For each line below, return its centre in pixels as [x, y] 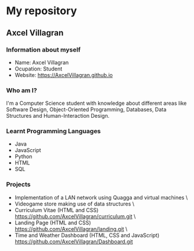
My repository [42, 11]
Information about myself [43, 50]
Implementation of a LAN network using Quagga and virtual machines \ [101, 197]
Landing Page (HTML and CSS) [53, 223]
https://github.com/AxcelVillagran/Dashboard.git [74, 242]
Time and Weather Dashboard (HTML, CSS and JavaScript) [87, 235]
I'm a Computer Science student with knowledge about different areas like [97, 103]
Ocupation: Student [38, 69]
